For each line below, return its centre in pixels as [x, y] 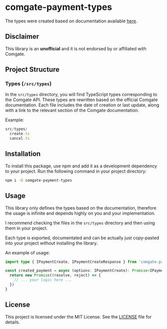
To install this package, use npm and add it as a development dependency [81, 166]
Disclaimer [22, 37]
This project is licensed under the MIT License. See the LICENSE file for [79, 317]
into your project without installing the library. [51, 243]
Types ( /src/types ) [28, 84]
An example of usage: [28, 252]
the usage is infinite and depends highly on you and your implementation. [80, 213]
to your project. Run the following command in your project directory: [76, 171]
